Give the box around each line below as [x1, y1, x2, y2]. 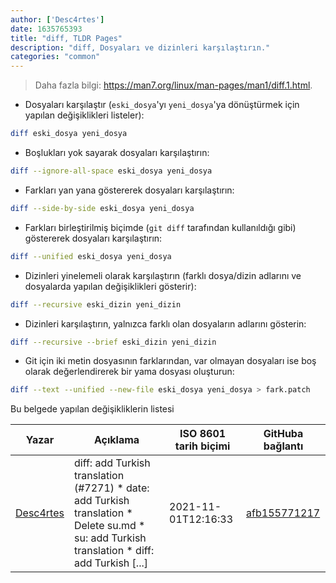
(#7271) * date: [73, 481, 150, 495]
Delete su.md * [73, 519, 146, 533]
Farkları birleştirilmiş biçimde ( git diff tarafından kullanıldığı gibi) [24, 221, 297, 233]
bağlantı [263, 439, 304, 453]
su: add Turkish [73, 531, 147, 545]
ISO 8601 [179, 427, 227, 441]
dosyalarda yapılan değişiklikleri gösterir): [24, 280, 197, 292]
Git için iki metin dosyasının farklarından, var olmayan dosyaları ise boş [24, 355, 317, 367]
